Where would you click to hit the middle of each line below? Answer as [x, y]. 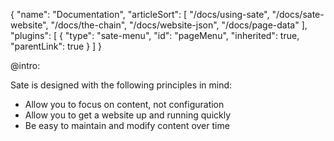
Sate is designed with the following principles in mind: [121, 85]
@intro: [25, 65]
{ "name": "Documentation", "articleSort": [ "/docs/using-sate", [140, 14]
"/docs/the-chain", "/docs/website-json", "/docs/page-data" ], [179, 25]
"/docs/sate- [298, 14]
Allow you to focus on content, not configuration [124, 104]
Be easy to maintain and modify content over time [127, 125]
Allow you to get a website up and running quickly [128, 115]
